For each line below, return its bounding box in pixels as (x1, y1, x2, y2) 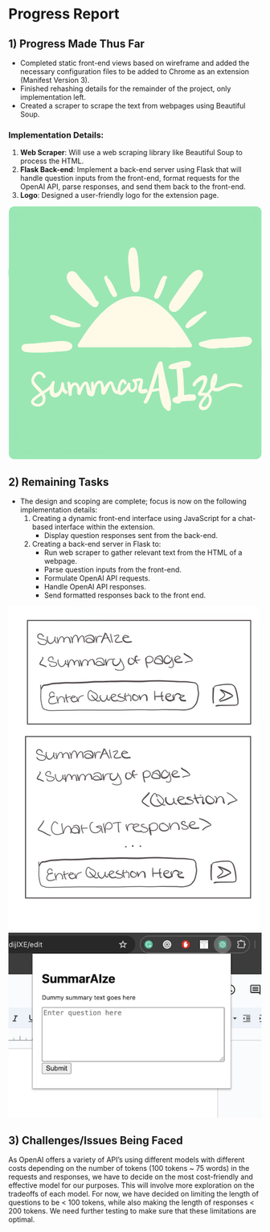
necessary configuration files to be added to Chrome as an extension (19, 67, 250, 76)
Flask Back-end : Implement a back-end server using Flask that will (19, 165, 242, 175)
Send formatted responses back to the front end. (43, 590, 207, 600)
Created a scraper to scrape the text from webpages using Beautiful (19, 101, 246, 110)
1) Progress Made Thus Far (8, 37, 145, 51)
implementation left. (19, 92, 87, 101)
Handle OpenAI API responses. (43, 582, 147, 592)
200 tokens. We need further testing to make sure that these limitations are (8, 1206, 257, 1216)
